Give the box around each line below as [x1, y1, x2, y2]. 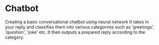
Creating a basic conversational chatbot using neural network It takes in [5, 19, 149, 25]
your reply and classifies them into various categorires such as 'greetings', [5, 24, 154, 30]
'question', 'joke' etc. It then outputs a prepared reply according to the [5, 29, 145, 35]
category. [5, 34, 24, 40]
